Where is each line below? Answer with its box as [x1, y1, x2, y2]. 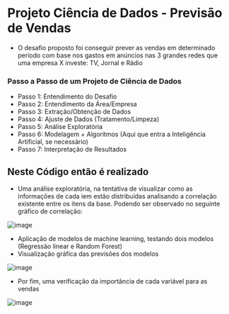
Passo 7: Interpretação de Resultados [17, 145, 127, 154]
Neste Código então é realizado [7, 165, 149, 178]
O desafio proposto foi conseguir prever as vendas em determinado [17, 43, 216, 52]
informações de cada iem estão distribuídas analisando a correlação [17, 192, 217, 201]
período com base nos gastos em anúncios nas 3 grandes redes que [17, 51, 218, 60]
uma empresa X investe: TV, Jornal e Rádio [17, 58, 143, 67]
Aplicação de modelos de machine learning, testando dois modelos [17, 235, 214, 243]
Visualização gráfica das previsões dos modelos [17, 249, 159, 258]
